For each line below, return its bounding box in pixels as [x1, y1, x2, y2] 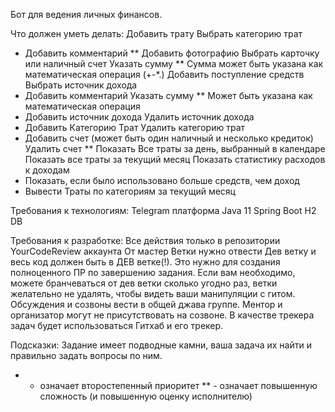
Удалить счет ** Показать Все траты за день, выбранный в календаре [24, 143, 326, 154]
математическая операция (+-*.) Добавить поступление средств [24, 69, 305, 80]
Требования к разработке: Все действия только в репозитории [10, 235, 281, 246]
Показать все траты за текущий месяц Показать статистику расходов [24, 154, 326, 165]
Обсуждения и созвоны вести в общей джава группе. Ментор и [10, 299, 283, 310]
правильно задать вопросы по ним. [10, 350, 163, 361]
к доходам [24, 164, 70, 176]
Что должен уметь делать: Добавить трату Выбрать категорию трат [10, 28, 303, 39]
